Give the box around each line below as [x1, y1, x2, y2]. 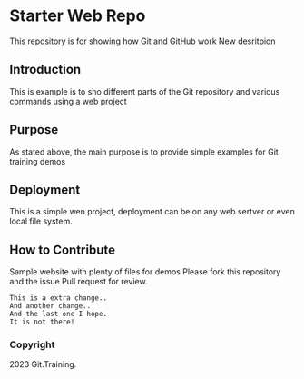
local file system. [9, 215, 73, 227]
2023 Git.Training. [9, 359, 77, 370]
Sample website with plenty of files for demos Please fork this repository [9, 266, 281, 277]
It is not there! [9, 317, 75, 327]
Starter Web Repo [9, 5, 146, 26]
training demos [9, 155, 66, 166]
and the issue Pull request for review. [9, 276, 148, 287]
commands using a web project [9, 95, 127, 106]
